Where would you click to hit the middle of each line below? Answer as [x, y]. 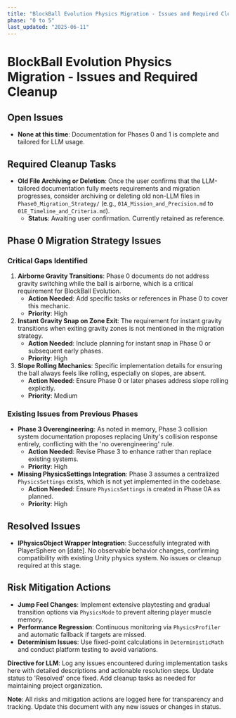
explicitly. [42, 388]
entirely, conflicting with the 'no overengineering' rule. [96, 444]
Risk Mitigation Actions [59, 587]
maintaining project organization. [55, 685]
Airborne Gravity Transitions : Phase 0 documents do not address [113, 276]
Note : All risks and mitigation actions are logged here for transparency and [115, 699]
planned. [41, 496]
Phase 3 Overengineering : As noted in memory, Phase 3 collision [112, 429]
